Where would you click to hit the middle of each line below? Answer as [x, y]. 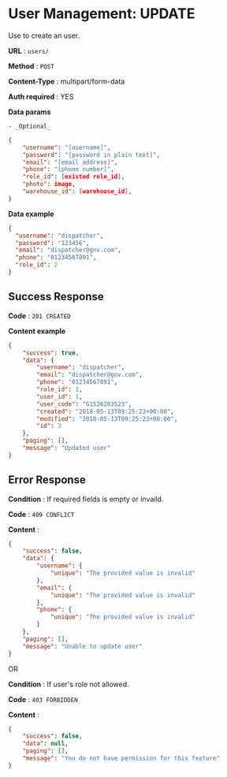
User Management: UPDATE [102, 14]
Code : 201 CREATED [39, 315]
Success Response [56, 297]
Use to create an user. [44, 35]
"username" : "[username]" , [67, 147]
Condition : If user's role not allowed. [69, 684]
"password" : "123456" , [52, 243]
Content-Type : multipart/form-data [67, 81]
